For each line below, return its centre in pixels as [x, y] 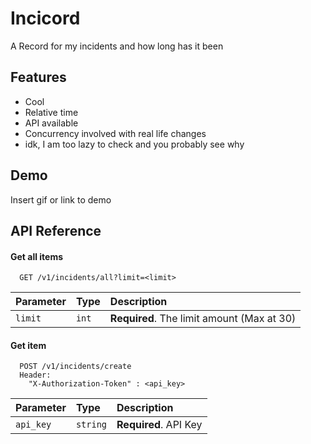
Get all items [37, 256]
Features [38, 77]
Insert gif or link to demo [61, 199]
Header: [35, 375]
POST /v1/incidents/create [75, 367]
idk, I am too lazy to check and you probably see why [134, 144]
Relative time [51, 112]
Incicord [45, 18]
